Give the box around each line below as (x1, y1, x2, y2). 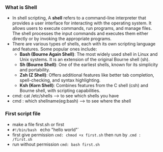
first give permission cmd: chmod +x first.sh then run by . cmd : (12, 131, 141, 138)
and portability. (19, 67, 51, 73)
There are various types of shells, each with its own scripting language (12, 41, 156, 47)
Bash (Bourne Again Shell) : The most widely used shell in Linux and (19, 51, 158, 57)
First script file (5, 110, 41, 117)
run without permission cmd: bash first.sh (12, 141, 100, 147)
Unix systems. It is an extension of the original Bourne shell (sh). (19, 57, 150, 63)
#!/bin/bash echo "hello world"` (12, 127, 80, 132)
